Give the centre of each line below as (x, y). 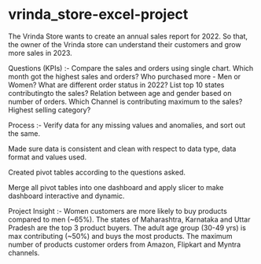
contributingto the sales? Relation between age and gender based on (120, 93)
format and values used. (48, 157)
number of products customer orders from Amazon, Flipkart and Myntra (125, 244)
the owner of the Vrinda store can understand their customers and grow (125, 44)
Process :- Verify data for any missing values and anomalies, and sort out (127, 125)
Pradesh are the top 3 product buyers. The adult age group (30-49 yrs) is (127, 227)
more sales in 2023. (40, 53)
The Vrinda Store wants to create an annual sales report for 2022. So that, (128, 36)
